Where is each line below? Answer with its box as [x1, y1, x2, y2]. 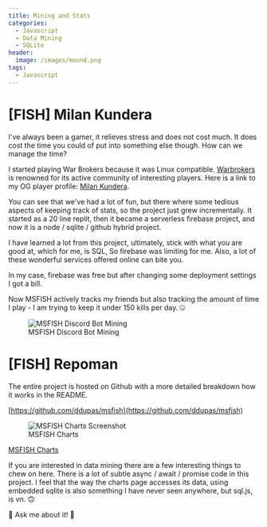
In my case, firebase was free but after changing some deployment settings [8, 270, 257, 279]
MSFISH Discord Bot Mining [28, 327, 120, 336]
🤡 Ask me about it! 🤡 [8, 509, 75, 519]
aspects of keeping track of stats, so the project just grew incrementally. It [8, 205, 253, 215]
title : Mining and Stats [8, 11, 91, 20]
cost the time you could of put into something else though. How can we [8, 141, 243, 150]
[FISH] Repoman [8, 355, 119, 373]
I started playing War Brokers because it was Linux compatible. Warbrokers [8, 164, 256, 174]
